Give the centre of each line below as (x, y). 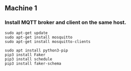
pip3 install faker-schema (33, 63)
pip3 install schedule (28, 59)
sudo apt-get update (26, 33)
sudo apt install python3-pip (37, 50)
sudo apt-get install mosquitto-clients (48, 41)
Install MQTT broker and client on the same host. (65, 22)
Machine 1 (21, 8)
